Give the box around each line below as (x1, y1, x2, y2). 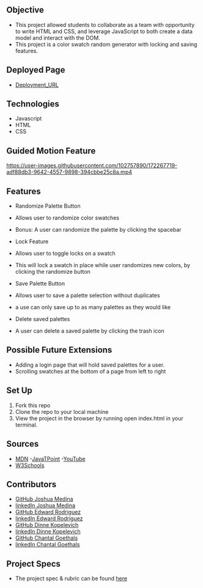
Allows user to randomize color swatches (15, 214, 119, 222)
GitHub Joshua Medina (15, 495, 73, 503)
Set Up (6, 385, 32, 396)
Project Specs (6, 559, 61, 569)
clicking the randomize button (15, 268, 90, 276)
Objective (6, 5, 45, 15)
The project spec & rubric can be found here (15, 575, 127, 582)
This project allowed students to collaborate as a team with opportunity (15, 21, 195, 28)
